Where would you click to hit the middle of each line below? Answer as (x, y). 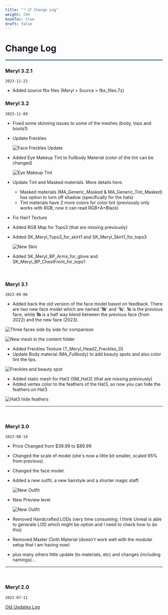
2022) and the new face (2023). (45, 320)
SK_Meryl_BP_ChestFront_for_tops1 (49, 261)
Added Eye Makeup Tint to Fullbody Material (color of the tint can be (83, 157)
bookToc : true (20, 19)
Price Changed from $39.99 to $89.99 (52, 446)
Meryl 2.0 (17, 587)
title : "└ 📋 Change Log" (32, 10)
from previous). (28, 461)
